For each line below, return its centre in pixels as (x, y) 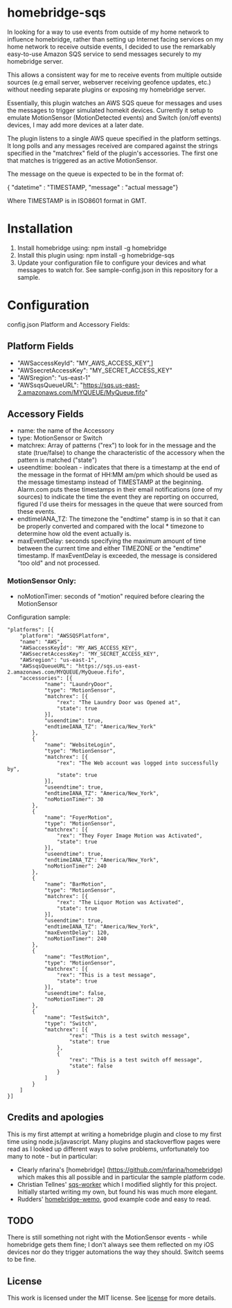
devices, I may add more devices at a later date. (75, 125)
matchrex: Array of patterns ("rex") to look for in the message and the (117, 445)
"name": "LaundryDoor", (78, 684)
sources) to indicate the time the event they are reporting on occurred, (118, 497)
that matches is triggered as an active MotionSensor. (82, 160)
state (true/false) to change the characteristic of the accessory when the (121, 453)
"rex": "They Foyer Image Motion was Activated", (130, 836)
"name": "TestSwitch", (77, 1017)
